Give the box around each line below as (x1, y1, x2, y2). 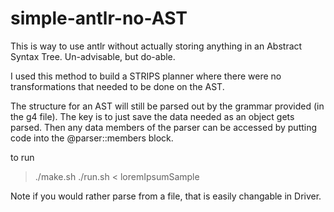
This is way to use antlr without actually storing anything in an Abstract (10, 40, 303, 52)
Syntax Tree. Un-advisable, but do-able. (10, 50, 176, 62)
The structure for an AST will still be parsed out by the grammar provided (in (10, 100, 325, 112)
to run (10, 151, 35, 163)
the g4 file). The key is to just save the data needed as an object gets (10, 110, 295, 122)
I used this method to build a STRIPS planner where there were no (10, 70, 282, 82)
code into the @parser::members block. (10, 132, 174, 144)
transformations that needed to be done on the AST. (10, 80, 225, 92)
